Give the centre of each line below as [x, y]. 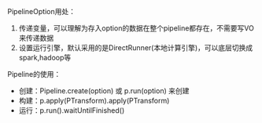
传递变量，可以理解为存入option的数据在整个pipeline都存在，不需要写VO [137, 28]
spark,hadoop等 [45, 58]
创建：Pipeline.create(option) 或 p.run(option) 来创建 [104, 91]
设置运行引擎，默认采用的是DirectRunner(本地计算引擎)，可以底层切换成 [136, 48]
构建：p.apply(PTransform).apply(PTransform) [94, 101]
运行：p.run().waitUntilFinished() [72, 110]
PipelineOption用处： [42, 11]
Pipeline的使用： [34, 74]
